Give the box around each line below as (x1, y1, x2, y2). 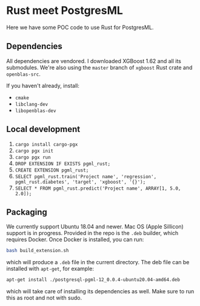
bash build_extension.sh (6, 248, 69, 254)
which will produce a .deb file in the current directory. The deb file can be (6, 259, 190, 266)
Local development (6, 124, 81, 135)
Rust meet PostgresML (6, 4, 123, 18)
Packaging (6, 207, 47, 217)
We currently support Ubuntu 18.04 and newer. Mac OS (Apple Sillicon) (6, 223, 184, 230)
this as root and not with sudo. (6, 294, 82, 302)
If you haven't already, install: (6, 82, 80, 89)
